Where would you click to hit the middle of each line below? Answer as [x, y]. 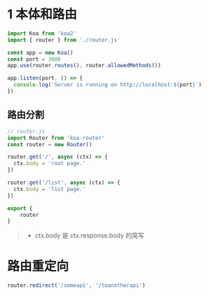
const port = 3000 [34, 59]
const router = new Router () [50, 144]
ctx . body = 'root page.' [50, 164]
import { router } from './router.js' [64, 40]
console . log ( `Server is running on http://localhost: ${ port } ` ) [108, 85]
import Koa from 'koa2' [42, 33]
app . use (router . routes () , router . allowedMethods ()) [84, 66]
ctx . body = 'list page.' [50, 189]
